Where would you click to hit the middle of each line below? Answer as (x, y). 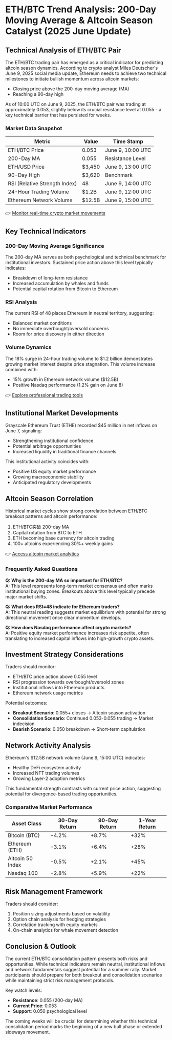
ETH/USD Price (26, 167)
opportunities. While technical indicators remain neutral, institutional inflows (85, 964)
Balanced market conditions (42, 323)
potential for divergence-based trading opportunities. (61, 794)
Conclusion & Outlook (41, 946)
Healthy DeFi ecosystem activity (47, 768)
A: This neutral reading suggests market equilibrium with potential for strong (86, 612)
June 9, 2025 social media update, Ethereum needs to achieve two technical (86, 73)
